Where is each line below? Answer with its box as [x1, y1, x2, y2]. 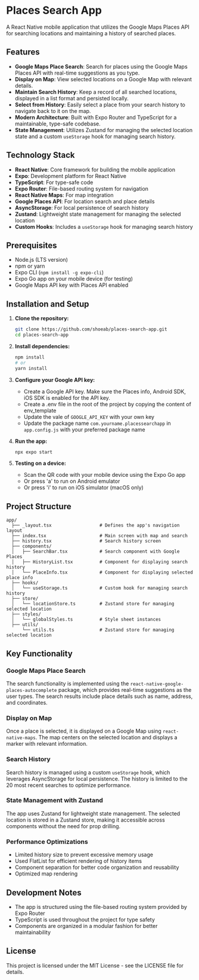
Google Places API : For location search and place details [14, 198, 155, 205]
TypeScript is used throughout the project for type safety [14, 915, 155, 923]
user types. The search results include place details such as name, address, [6, 693, 193, 700]
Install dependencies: [14, 342, 70, 350]
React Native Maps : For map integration [14, 191, 114, 198]
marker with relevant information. [6, 740, 88, 748]
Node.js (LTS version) [14, 256, 69, 264]
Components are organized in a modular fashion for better [14, 922, 158, 929]
